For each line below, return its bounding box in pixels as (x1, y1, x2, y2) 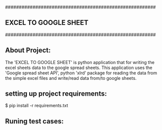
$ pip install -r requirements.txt (5, 103, 68, 109)
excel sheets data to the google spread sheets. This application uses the (5, 65, 153, 70)
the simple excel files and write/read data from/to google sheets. (5, 75, 137, 81)
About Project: (5, 46, 51, 55)
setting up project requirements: (5, 89, 107, 98)
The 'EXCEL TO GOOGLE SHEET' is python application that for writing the (5, 59, 155, 65)
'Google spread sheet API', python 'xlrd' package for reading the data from (5, 69, 157, 76)
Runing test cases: (5, 117, 64, 126)
